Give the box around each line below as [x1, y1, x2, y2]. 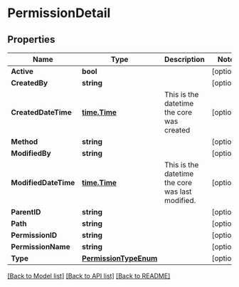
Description [164, 55, 205, 64]
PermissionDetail [7, 5, 111, 21]
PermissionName [11, 242, 70, 251]
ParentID [11, 207, 41, 216]
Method [11, 137, 38, 147]
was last [164, 187, 192, 197]
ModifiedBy [11, 148, 51, 158]
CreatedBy [11, 78, 48, 88]
